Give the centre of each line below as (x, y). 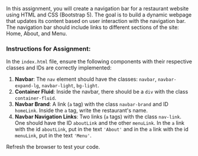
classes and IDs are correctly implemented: (59, 68)
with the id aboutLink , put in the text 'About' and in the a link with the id (101, 130)
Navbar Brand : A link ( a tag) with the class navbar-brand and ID (91, 104)
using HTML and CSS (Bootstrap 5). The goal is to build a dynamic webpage (99, 15)
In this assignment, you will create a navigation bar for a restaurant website (98, 9)
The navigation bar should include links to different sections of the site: (92, 27)
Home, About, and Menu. (37, 34)
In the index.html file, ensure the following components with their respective (99, 62)
